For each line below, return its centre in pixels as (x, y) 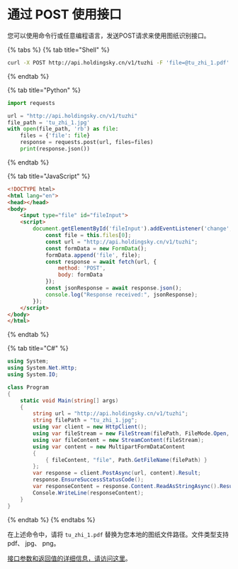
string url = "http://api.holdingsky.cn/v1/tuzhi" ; (111, 414)
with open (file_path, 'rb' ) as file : (63, 129)
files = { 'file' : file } (55, 136)
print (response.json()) (55, 149)
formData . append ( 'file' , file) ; (93, 255)
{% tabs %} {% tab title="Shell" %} (58, 50)
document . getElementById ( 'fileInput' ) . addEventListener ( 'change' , (133, 229)
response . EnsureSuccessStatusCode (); (88, 480)
